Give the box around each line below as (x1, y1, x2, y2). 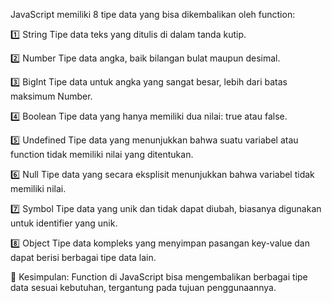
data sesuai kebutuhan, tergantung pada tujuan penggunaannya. (10, 282, 277, 293)
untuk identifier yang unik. (10, 217, 118, 229)
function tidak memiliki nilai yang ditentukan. (10, 149, 194, 160)
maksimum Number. (10, 90, 93, 102)
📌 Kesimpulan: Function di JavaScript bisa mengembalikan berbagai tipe (10, 271, 308, 283)
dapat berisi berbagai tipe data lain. (10, 252, 157, 263)
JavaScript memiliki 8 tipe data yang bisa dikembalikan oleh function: (10, 9, 296, 20)
